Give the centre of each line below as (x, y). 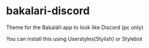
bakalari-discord (48, 11)
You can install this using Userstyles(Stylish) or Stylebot (74, 39)
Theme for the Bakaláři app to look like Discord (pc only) (75, 27)
